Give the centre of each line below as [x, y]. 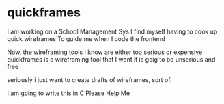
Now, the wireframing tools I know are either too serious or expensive [105, 52]
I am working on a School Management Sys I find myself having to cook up [112, 31]
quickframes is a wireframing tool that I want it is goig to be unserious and [111, 59]
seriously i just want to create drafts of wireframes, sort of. [89, 79]
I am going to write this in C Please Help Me [69, 93]
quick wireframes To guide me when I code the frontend [86, 38]
